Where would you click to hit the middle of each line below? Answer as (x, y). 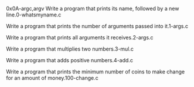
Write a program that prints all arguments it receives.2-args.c (80, 37)
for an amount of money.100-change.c (52, 78)
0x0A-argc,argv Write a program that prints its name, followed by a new (93, 9)
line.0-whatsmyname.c (34, 15)
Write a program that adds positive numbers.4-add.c (70, 60)
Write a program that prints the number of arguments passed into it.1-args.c (97, 26)
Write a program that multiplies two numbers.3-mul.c (70, 49)
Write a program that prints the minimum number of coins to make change (96, 72)
